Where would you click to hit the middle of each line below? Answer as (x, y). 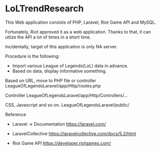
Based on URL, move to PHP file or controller (51, 80)
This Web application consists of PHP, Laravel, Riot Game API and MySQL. (81, 22)
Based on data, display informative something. (60, 71)
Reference (16, 114)
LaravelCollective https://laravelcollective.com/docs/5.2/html (74, 133)
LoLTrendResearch (44, 9)
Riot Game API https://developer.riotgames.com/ (61, 143)
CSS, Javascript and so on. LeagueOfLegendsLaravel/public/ (67, 105)
